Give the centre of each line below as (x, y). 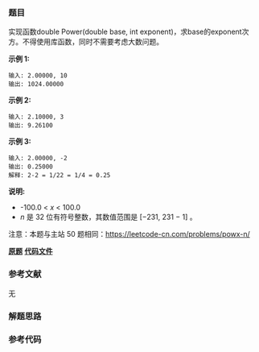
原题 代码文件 (31, 251)
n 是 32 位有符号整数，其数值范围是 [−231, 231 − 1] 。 (108, 217)
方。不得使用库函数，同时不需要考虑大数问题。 (86, 42)
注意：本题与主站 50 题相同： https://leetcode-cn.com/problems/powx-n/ (129, 234)
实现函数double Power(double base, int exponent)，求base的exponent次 (129, 32)
